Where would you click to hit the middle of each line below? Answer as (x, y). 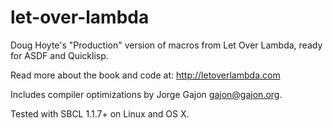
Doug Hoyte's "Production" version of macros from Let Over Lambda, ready (166, 45)
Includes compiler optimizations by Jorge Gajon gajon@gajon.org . (146, 94)
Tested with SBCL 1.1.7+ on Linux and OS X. (100, 113)
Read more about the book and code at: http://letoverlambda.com (145, 75)
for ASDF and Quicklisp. (59, 55)
